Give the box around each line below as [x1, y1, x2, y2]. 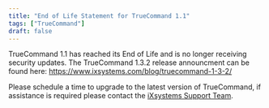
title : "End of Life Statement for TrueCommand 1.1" [8, 11, 190, 20]
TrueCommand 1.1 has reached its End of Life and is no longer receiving [8, 50, 247, 59]
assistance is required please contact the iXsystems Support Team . [8, 91, 233, 101]
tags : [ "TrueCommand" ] [8, 19, 85, 28]
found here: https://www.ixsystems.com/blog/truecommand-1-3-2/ [8, 67, 233, 76]
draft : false [8, 27, 53, 35]
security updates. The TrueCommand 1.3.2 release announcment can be [8, 58, 250, 67]
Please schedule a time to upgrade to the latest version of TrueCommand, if [8, 82, 262, 92]
